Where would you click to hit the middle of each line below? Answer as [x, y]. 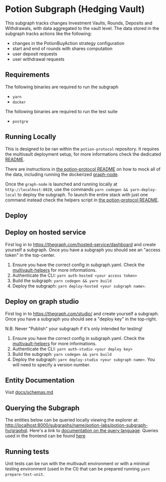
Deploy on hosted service [45, 233]
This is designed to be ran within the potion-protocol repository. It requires [82, 149]
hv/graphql [16, 431]
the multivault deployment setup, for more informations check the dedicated [83, 154]
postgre [20, 121]
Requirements [27, 75]
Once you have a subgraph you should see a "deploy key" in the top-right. [81, 319]
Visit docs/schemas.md [29, 392]
